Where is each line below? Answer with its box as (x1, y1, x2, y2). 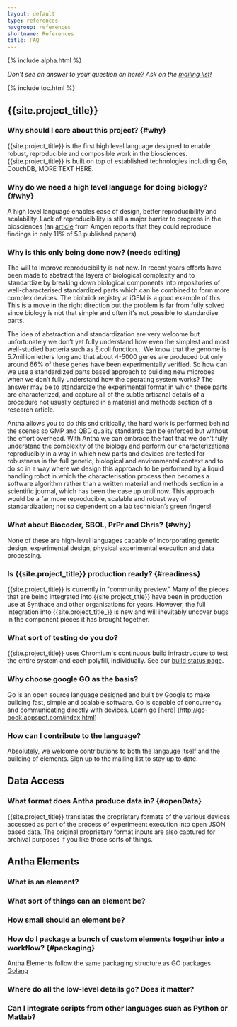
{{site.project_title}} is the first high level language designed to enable (7, 141, 211, 150)
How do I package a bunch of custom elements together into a (7, 934, 225, 944)
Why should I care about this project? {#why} (7, 126, 167, 136)
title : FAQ (7, 37, 40, 44)
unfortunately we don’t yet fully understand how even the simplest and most (7, 338, 230, 346)
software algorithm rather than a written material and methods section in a (7, 480, 224, 488)
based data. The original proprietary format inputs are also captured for (7, 828, 216, 836)
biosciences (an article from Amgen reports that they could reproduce (7, 222, 212, 231)
